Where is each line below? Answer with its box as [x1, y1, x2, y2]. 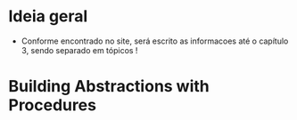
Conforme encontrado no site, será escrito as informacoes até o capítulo [21, 36, 289, 46]
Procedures [8, 95, 97, 116]
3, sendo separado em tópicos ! [21, 44, 138, 55]
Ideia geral [8, 6, 88, 27]
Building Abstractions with [8, 76, 210, 97]
